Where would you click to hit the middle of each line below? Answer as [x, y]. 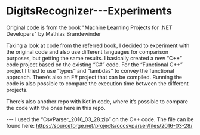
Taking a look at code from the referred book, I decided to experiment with [98, 45]
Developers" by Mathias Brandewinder [54, 33]
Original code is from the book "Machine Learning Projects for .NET [89, 27]
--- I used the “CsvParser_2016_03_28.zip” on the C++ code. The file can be [100, 119]
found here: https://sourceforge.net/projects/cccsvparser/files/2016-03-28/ [99, 125]
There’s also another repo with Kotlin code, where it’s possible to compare [97, 101]
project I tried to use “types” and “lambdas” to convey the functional [90, 70]
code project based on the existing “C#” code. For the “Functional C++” [95, 65]
